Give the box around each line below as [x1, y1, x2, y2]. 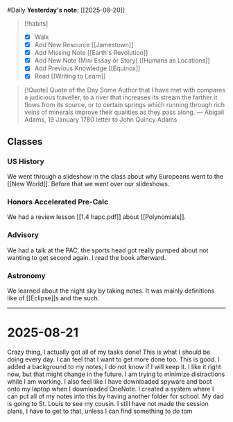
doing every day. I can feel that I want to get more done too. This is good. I [7, 355, 220, 364]
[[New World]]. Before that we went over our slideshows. [7, 180, 170, 188]
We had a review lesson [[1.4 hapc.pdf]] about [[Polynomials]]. [7, 213, 186, 221]
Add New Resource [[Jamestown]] [34, 41, 134, 49]
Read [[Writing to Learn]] [34, 72, 106, 81]
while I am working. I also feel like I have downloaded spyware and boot [7, 377, 213, 385]
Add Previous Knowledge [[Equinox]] [34, 64, 141, 72]
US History [7, 156, 45, 166]
